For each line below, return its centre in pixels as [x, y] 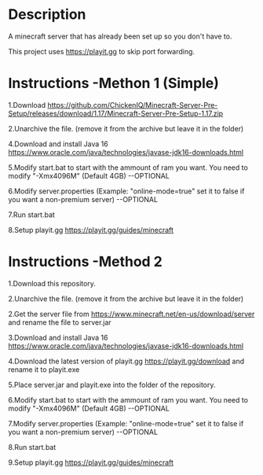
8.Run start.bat [32, 447]
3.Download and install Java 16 [58, 337]
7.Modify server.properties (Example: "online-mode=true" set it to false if [126, 423]
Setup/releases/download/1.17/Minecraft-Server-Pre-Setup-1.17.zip [116, 113]
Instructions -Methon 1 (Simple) [114, 83]
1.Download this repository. [52, 283]
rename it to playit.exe [44, 369]
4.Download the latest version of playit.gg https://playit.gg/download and [126, 361]
